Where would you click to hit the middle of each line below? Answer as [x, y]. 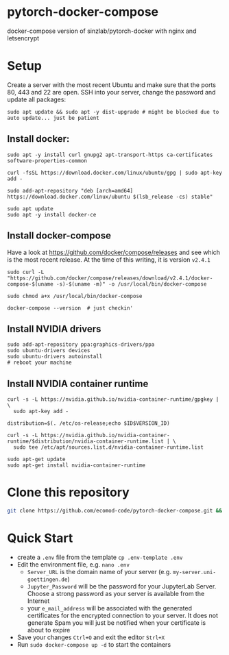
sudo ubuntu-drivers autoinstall [55, 357]
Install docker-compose [59, 236]
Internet [38, 601]
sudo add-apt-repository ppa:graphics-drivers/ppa [81, 345]
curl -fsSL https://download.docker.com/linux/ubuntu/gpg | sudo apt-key [115, 173]
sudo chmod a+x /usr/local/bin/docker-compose [75, 296]
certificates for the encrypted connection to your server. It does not [122, 615]
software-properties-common [47, 161]
